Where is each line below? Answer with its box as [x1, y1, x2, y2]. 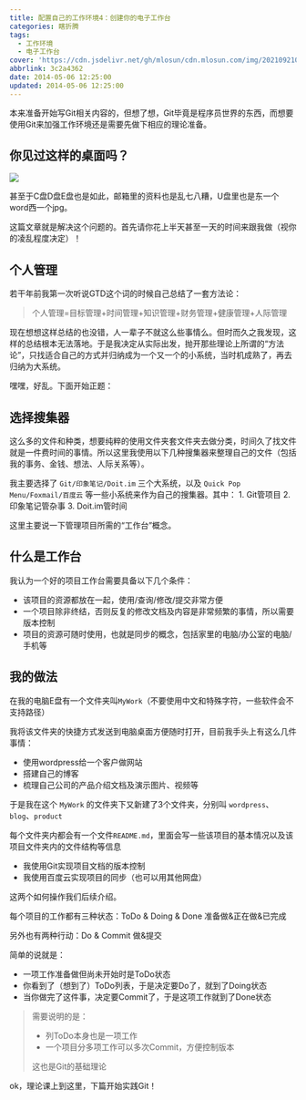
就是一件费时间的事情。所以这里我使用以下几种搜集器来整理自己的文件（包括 [9, 447, 297, 458]
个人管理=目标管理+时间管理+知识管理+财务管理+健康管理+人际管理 [31, 307, 288, 319]
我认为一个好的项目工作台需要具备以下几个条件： [9, 575, 193, 586]
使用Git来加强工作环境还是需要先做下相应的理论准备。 [9, 118, 212, 129]
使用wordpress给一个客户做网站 [22, 756, 143, 767]
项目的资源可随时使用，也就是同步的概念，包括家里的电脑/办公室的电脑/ [22, 628, 292, 639]
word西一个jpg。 [9, 202, 73, 213]
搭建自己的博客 [22, 767, 79, 779]
